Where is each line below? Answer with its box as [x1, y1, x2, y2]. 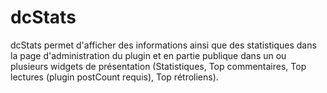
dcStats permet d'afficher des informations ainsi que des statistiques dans [10, 39, 317, 51]
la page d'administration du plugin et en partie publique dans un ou [10, 49, 287, 61]
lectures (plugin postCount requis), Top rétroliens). [10, 71, 219, 83]
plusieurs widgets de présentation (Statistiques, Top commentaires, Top [10, 60, 307, 72]
